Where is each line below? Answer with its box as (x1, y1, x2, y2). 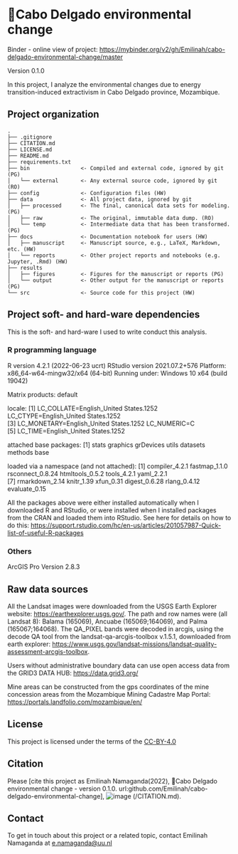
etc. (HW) (7, 246, 37, 253)
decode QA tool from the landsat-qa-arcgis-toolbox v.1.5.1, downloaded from (7, 632, 231, 640)
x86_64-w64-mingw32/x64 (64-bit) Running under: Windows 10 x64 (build (7, 369, 227, 377)
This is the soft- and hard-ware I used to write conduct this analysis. (7, 327, 207, 336)
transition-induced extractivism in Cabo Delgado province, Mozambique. (7, 88, 220, 96)
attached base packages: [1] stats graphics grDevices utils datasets (7, 441, 206, 449)
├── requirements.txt (7, 158, 72, 166)
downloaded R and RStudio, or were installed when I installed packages (7, 505, 217, 515)
